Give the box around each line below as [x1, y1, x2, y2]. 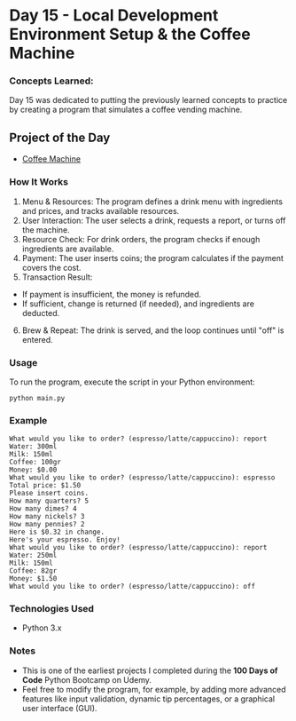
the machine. [21, 224, 71, 235]
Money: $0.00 [9, 465, 58, 475]
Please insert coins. [9, 489, 90, 498]
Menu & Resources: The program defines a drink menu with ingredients [21, 196, 284, 207]
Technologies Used [9, 603, 95, 615]
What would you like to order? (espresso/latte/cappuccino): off [9, 582, 255, 591]
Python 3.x [21, 622, 62, 633]
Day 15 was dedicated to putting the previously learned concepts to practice [9, 95, 288, 106]
